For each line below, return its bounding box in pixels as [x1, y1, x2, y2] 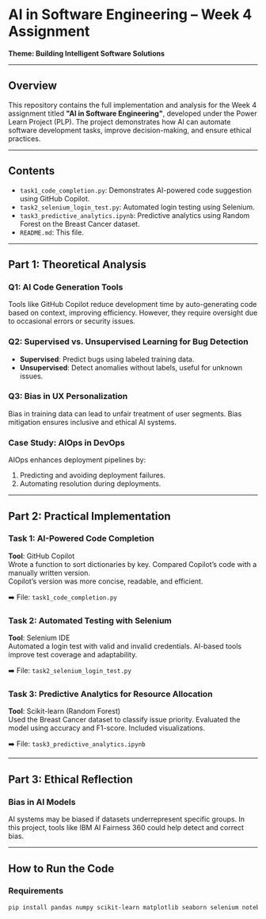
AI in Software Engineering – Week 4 [8, 6, 253, 24]
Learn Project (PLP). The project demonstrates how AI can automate [8, 117, 231, 126]
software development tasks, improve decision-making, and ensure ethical [8, 125, 252, 135]
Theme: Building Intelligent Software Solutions [8, 48, 165, 58]
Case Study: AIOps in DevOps [8, 437, 125, 448]
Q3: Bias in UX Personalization [8, 391, 128, 402]
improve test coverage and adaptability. [8, 650, 138, 660]
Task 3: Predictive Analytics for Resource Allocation [8, 688, 213, 699]
